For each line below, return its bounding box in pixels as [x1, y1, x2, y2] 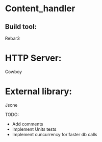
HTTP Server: [5, 52, 62, 64]
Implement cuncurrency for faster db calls [12, 131, 98, 137]
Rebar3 [5, 35, 20, 41]
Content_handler [5, 3, 76, 14]
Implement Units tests [12, 126, 56, 132]
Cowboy [5, 69, 22, 74]
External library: [5, 86, 72, 97]
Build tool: [5, 23, 37, 31]
